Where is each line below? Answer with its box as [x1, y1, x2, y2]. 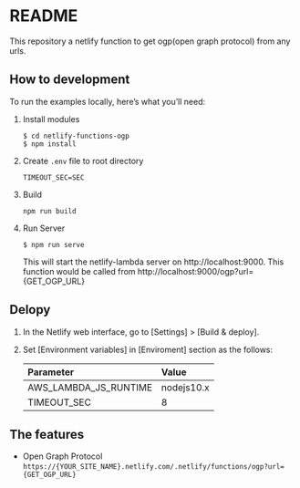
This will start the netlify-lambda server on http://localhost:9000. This [22, 256, 284, 267]
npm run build [22, 206, 77, 215]
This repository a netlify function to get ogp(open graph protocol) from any [9, 36, 291, 47]
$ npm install [22, 139, 77, 149]
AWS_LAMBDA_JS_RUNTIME [26, 380, 153, 393]
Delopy [9, 302, 51, 317]
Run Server [22, 223, 66, 234]
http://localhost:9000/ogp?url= [137, 265, 254, 276]
